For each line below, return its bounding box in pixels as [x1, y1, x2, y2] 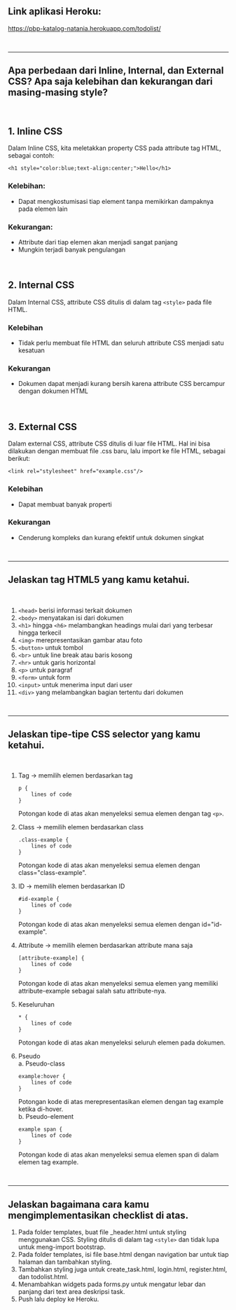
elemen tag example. [18, 1158, 79, 1166]
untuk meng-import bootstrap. [18, 1243, 106, 1251]
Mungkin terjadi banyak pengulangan [18, 245, 126, 254]
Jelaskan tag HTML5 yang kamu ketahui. [8, 574, 190, 586]
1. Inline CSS [8, 125, 63, 137]
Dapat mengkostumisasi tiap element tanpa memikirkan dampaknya [18, 197, 214, 205]
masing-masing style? [8, 87, 108, 99]
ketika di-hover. [18, 1105, 64, 1113]
